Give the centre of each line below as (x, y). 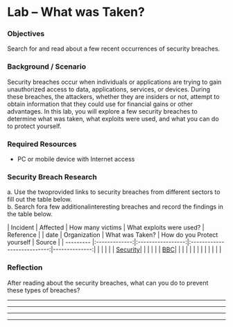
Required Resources (42, 144)
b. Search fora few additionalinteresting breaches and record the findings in (115, 207)
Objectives (26, 34)
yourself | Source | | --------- (49, 242)
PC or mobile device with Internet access (76, 159)
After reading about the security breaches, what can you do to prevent (108, 283)
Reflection (25, 267)
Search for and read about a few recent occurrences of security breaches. (114, 48)
